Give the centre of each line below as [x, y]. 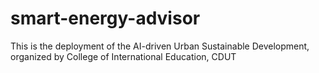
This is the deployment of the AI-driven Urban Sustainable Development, [160, 46]
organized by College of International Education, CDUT [123, 56]
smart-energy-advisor [105, 18]
